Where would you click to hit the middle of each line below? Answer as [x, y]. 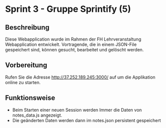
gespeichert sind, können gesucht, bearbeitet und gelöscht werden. [74, 50]
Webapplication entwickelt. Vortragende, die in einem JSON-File [71, 44]
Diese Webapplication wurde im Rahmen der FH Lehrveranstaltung [73, 39]
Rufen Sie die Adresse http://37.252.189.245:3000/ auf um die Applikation [80, 77]
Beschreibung [27, 27]
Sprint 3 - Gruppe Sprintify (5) [68, 9]
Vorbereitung [26, 65]
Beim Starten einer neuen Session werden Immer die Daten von [77, 110]
